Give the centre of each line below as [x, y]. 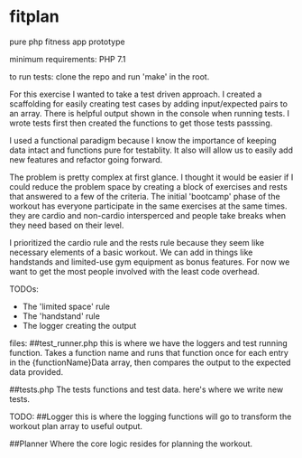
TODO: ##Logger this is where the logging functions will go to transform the [151, 416]
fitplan [35, 17]
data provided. [37, 371]
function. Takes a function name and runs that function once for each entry [149, 352]
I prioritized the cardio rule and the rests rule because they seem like [137, 242]
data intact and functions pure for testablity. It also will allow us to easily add [151, 150]
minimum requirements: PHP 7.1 [68, 59]
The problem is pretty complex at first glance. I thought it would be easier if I [151, 177]
